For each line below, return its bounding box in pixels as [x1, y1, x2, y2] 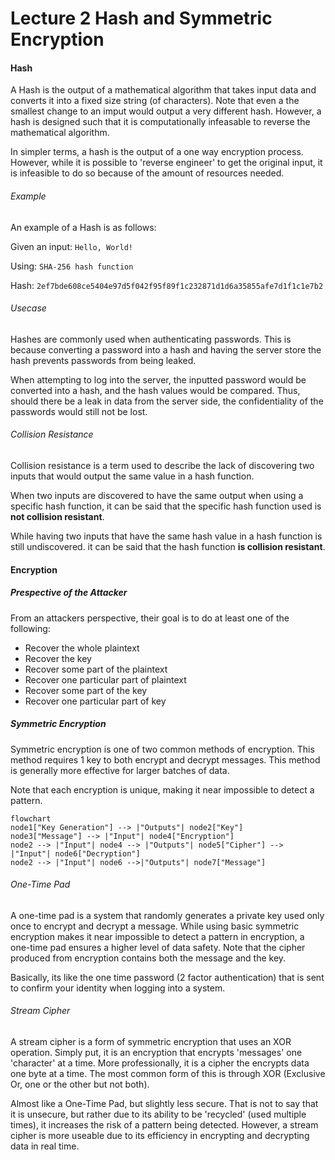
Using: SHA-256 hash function [10, 260, 134, 272]
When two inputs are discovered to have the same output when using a [10, 490, 304, 501]
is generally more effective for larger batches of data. [10, 764, 230, 776]
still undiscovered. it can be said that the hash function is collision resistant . [10, 541, 326, 552]
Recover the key [24, 652, 92, 664]
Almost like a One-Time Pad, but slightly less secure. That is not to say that [10, 1097, 319, 1109]
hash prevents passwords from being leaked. [10, 354, 197, 366]
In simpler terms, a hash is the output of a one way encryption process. [10, 146, 304, 158]
